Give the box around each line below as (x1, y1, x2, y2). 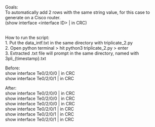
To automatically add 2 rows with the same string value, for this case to (5, 9, 150, 15)
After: (5, 85, 17, 91)
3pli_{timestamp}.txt (5, 56, 46, 61)
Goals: (5, 4, 18, 10)
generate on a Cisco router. (5, 15, 61, 20)
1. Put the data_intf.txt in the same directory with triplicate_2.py (5, 40, 133, 46)
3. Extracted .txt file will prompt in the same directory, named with (5, 50, 139, 56)
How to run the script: (5, 34, 49, 40)
